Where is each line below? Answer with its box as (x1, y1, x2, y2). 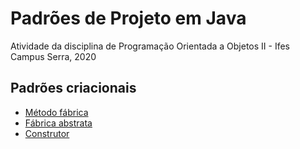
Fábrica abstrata (24, 117, 93, 129)
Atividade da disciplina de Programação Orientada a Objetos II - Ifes (10, 40, 291, 52)
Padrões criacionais (10, 80, 137, 97)
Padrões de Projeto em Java (10, 7, 247, 30)
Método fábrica (24, 106, 89, 118)
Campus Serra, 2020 (10, 50, 97, 62)
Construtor (24, 127, 70, 139)
